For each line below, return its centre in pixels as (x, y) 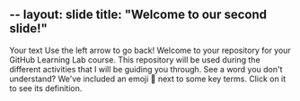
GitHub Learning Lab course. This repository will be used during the (135, 59)
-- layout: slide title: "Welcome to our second (138, 15)
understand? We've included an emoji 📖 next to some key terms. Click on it (148, 79)
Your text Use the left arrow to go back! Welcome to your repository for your (150, 50)
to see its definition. (46, 88)
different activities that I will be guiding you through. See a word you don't (146, 69)
